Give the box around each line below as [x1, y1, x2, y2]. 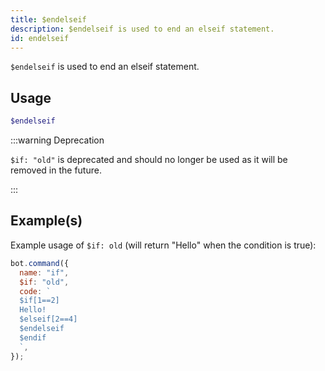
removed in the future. [10, 164, 102, 176]
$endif [19, 332, 47, 343]
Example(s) [10, 212, 83, 230]
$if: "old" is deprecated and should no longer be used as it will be [10, 154, 288, 166]
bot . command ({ [10, 258, 70, 268]
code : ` [19, 286, 52, 296]
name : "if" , [19, 267, 70, 278]
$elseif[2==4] [19, 314, 78, 325]
